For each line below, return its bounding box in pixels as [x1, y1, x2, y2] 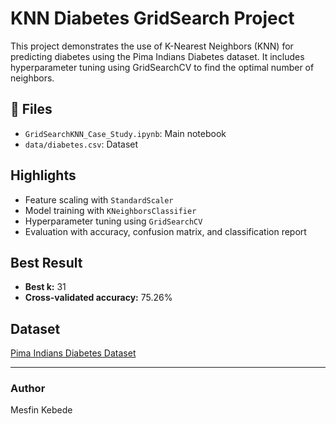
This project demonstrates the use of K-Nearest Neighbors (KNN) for [10, 40, 294, 52]
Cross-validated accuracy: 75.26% [24, 292, 173, 304]
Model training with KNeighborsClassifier [24, 204, 197, 216]
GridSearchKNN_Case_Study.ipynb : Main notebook [24, 127, 227, 139]
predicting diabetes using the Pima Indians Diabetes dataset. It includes [10, 50, 305, 62]
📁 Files [10, 101, 53, 118]
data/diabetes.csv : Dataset [24, 138, 139, 150]
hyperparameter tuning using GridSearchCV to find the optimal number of [10, 61, 315, 73]
